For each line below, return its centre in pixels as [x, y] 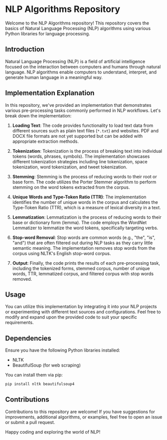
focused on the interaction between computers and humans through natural [83, 66]
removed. [22, 279]
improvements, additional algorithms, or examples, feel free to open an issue [84, 417]
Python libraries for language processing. [48, 33]
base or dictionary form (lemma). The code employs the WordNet [80, 222]
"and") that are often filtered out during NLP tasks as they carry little [83, 243]
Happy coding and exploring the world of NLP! [53, 432]
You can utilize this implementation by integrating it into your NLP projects [81, 307]
